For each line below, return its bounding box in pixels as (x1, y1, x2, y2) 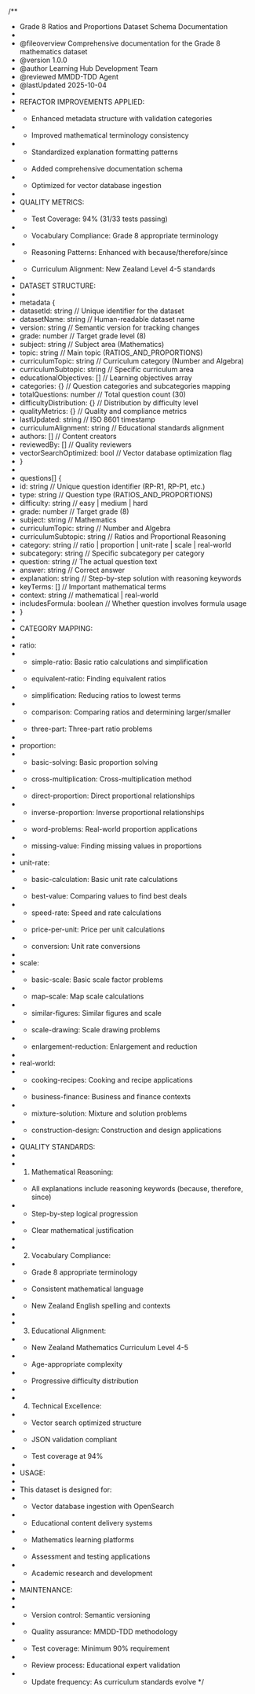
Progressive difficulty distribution (31, 1376, 139, 1386)
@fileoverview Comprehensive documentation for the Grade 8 (19, 39, 221, 48)
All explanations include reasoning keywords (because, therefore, (31, 1184, 243, 1193)
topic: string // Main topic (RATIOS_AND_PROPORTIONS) (19, 348, 203, 357)
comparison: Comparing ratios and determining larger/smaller (31, 707, 231, 717)
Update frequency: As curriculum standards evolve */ (31, 1677, 205, 1686)
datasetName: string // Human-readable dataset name (19, 315, 195, 323)
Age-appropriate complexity (31, 1360, 123, 1368)
